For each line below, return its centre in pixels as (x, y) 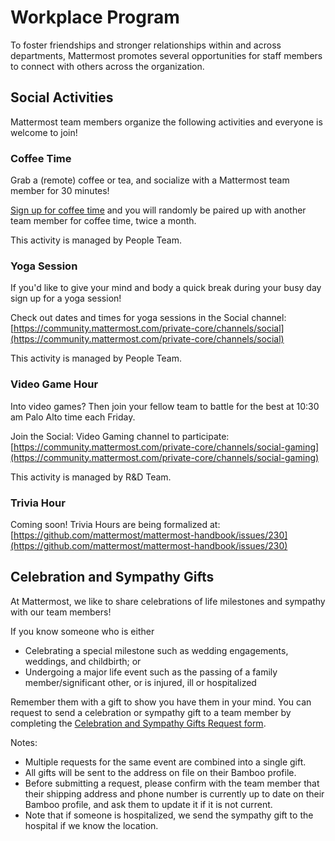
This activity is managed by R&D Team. (91, 477)
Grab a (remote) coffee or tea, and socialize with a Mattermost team (150, 180)
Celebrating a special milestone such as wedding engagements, (156, 650)
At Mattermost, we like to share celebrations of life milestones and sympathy (168, 601)
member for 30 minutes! (60, 191)
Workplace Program (95, 17)
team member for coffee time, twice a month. (103, 221)
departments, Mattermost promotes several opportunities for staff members (166, 55)
